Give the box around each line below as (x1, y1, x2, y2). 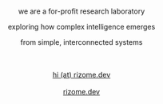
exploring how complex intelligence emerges (7, 22, 156, 31)
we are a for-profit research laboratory (18, 6, 145, 16)
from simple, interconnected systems (20, 38, 143, 46)
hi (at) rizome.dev (52, 70, 111, 79)
